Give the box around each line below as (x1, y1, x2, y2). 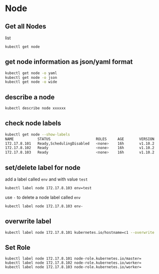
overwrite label (5, 217, 52, 226)
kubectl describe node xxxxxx (5, 106, 66, 111)
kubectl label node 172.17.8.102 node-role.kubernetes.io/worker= (5, 260, 142, 265)
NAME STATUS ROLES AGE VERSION (5, 137, 155, 141)
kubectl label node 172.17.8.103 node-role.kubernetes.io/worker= (5, 265, 142, 270)
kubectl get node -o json (5, 75, 57, 80)
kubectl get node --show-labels (5, 132, 70, 137)
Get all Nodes (5, 22, 46, 30)
